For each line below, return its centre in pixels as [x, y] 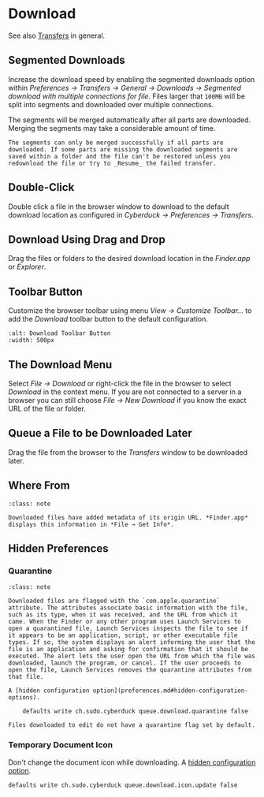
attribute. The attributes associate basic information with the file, [128, 608]
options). [24, 698]
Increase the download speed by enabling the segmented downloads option [132, 79]
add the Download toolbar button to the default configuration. [108, 319]
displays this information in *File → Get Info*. [91, 524]
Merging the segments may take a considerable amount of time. [112, 128]
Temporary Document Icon [61, 745]
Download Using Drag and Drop [87, 239]
